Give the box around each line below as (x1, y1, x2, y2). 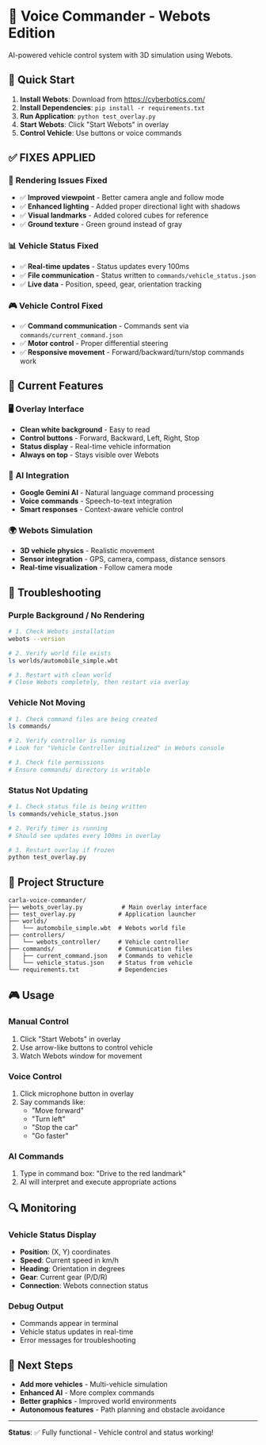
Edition (8, 24, 55, 42)
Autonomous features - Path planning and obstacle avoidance (19, 1405, 226, 1415)
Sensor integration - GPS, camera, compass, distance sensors (19, 555, 226, 564)
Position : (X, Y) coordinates (19, 1247, 111, 1257)
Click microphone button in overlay (19, 1089, 135, 1098)
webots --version (8, 635, 66, 643)
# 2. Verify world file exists (8, 649, 112, 657)
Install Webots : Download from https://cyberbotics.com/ (19, 94, 206, 104)
